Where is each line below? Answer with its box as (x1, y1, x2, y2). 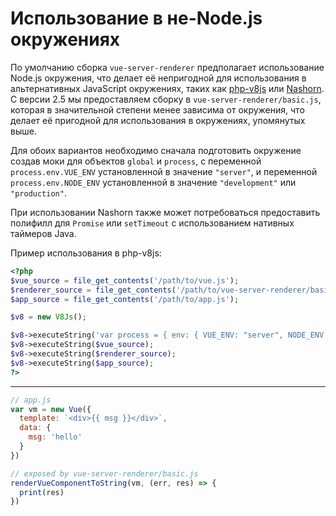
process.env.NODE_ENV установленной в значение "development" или (10, 176, 297, 188)
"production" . (10, 187, 67, 199)
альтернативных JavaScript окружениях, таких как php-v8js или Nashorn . (10, 82, 325, 94)
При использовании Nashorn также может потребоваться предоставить (10, 206, 321, 218)
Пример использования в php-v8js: (10, 247, 162, 259)
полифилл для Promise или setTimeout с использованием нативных (10, 217, 295, 229)
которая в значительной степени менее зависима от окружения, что (10, 103, 305, 116)
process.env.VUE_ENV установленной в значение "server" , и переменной (10, 165, 318, 177)
